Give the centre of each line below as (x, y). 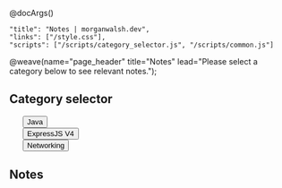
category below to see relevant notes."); (83, 71)
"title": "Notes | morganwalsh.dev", (80, 30)
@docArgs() (31, 13)
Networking (46, 145)
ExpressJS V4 (50, 133)
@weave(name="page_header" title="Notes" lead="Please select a (133, 61)
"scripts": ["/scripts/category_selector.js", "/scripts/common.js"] (142, 45)
